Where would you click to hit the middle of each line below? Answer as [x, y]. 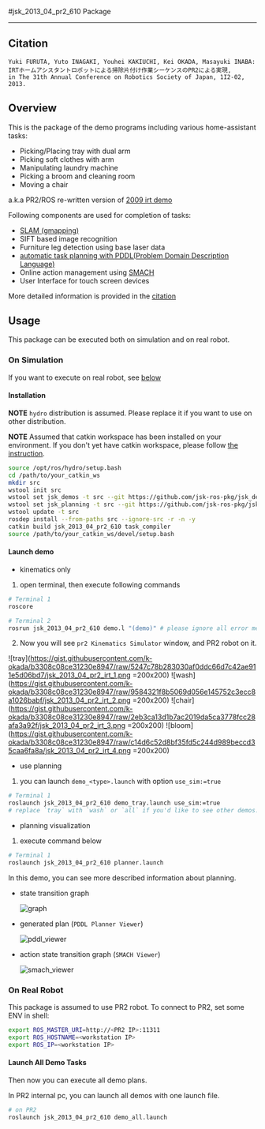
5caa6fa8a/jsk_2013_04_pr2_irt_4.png [70, 751]
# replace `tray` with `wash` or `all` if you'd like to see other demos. [134, 811]
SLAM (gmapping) [49, 230]
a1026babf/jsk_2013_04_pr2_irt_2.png [70, 700]
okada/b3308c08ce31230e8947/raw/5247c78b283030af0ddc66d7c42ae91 [132, 667]
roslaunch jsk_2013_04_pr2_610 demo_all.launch [88, 1117]
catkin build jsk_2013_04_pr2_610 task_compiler [90, 527]
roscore [21, 606]
